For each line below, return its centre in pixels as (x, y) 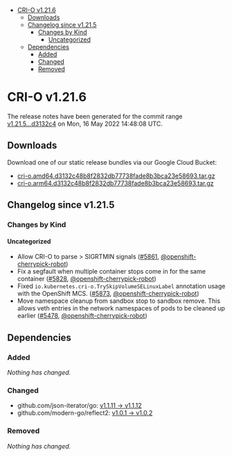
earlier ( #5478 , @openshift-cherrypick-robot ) (82, 316)
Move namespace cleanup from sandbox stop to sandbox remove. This (118, 301)
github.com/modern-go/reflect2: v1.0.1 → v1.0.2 (85, 413)
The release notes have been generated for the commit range (95, 116)
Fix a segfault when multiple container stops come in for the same (111, 272)
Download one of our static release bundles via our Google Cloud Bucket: (112, 162)
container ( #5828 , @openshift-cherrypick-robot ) (87, 279)
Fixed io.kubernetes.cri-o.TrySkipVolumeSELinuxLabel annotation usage (121, 286)
